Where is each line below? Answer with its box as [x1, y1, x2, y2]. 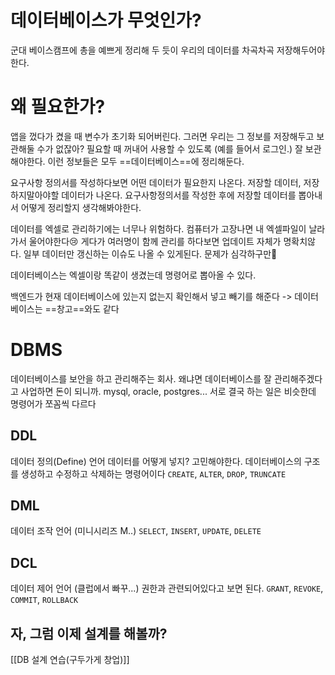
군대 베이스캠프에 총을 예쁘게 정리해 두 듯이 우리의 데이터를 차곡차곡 [10, 44, 275, 56]
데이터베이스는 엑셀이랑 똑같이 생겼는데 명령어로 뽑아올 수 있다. [10, 269, 257, 281]
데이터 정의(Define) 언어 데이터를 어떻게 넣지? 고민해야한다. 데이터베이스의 [10, 455, 302, 467]
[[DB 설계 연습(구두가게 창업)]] [10, 654, 130, 666]
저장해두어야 [276, 44, 326, 56]
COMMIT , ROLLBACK [10, 594, 79, 606]
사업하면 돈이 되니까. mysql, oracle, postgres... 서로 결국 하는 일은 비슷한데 [20, 385, 317, 397]
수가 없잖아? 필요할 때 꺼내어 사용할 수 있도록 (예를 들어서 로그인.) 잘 [36, 142, 303, 155]
